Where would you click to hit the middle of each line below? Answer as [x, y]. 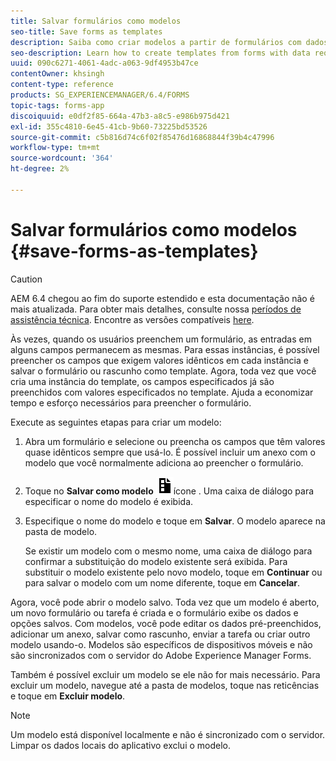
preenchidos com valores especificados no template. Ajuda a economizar [162, 392]
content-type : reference [62, 85]
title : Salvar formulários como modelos [96, 21]
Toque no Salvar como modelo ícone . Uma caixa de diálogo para [169, 491]
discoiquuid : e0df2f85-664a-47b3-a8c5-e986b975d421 [120, 116]
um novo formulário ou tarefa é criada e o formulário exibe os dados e [154, 612]
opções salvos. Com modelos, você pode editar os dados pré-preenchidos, [166, 623]
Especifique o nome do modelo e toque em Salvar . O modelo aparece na [175, 521]
